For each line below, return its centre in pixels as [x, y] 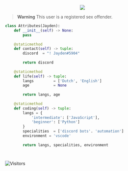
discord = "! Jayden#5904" [51, 53]
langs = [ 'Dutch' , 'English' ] [62, 81]
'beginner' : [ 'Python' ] [55, 122]
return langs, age [41, 95]
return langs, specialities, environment [66, 145]
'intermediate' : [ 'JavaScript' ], [65, 118]
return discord [38, 63]
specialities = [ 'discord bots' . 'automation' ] [73, 131]
